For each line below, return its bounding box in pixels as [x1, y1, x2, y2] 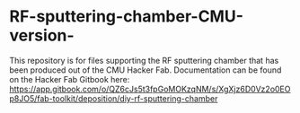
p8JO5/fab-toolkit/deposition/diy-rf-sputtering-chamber [9, 92, 218, 104]
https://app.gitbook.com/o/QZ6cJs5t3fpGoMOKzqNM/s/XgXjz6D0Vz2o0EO [9, 83, 291, 94]
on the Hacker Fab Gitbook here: [9, 74, 130, 84]
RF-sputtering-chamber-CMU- [9, 6, 244, 27]
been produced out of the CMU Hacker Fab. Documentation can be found [9, 65, 282, 75]
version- [9, 25, 75, 46]
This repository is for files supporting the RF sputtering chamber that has [9, 55, 279, 65]
